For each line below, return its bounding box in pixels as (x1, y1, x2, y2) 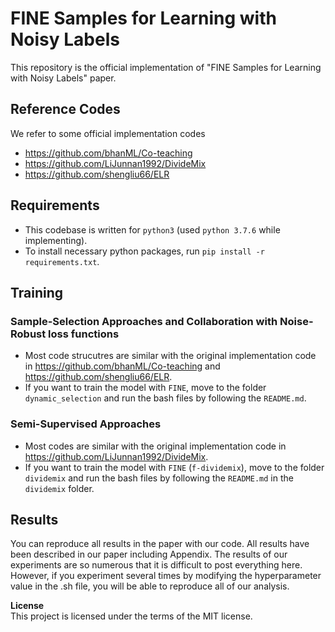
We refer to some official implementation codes (10, 127, 206, 139)
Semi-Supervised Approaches (10, 417, 162, 431)
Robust (10, 327, 47, 341)
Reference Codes (10, 101, 121, 118)
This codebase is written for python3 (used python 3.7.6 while (24, 223, 281, 236)
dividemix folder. (24, 482, 95, 494)
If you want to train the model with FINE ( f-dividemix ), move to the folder (24, 461, 325, 473)
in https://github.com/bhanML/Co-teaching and (24, 360, 221, 372)
